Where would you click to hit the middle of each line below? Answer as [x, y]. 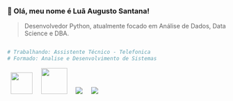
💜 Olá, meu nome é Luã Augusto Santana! [78, 11]
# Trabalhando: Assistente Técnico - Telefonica [79, 52]
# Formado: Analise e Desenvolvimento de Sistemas [82, 59]
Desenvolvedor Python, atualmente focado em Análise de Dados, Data [125, 26]
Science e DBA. [47, 33]
